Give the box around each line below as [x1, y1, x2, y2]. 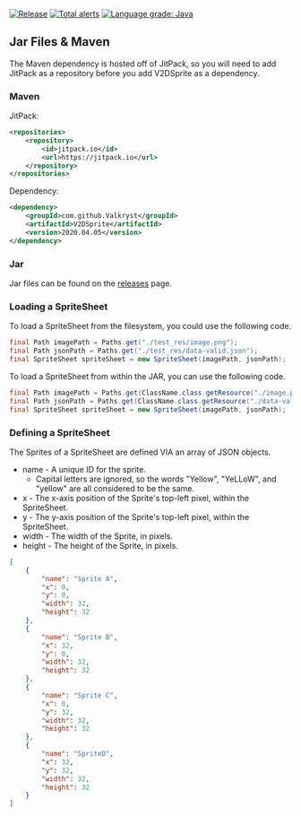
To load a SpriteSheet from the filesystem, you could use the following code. [9, 321, 292, 332]
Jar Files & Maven [9, 34, 110, 49]
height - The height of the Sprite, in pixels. [21, 540, 179, 551]
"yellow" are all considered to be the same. [35, 482, 195, 493]
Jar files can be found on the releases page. [9, 278, 173, 289]
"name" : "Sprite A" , [41, 574, 118, 583]
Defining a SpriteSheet [9, 426, 110, 438]
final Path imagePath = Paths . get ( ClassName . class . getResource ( [9, 388, 254, 397]
